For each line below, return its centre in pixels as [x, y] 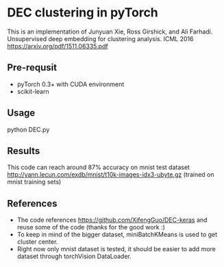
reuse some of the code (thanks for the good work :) [91, 227]
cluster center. [37, 242]
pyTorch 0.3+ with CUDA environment [71, 84]
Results [24, 151]
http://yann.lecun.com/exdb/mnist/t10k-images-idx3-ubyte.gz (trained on [111, 175]
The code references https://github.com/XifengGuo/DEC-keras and [112, 220]
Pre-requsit [32, 67]
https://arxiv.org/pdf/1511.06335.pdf [58, 46]
